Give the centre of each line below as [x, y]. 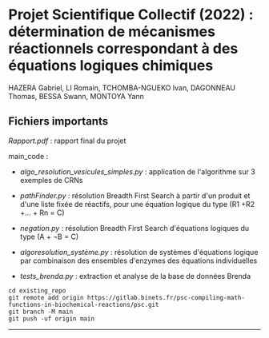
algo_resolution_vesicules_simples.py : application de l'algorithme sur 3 [138, 171]
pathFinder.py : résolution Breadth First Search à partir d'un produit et [135, 195]
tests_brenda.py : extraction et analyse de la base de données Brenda [135, 276]
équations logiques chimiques [111, 66]
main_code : [28, 156]
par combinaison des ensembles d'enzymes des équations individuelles [139, 260]
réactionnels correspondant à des [123, 49]
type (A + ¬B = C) [49, 237]
